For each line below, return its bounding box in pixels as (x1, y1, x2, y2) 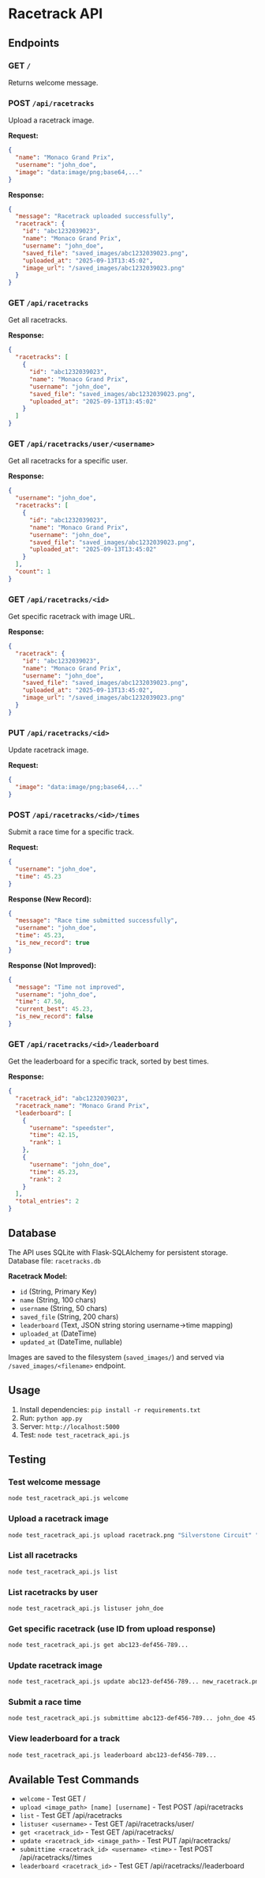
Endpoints (8, 36, 60, 50)
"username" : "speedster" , (28, 1124, 114, 1132)
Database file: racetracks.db (8, 1256, 101, 1265)
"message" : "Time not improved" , (15, 983, 125, 991)
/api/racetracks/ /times (19, 1853, 92, 1862)
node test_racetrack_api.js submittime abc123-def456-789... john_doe (8, 1714, 245, 1722)
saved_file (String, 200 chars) (19, 1312, 119, 1321)
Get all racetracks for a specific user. (8, 456, 129, 466)
